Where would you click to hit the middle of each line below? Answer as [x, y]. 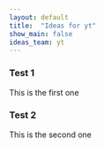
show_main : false [41, 34]
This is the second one [51, 135]
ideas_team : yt [37, 42]
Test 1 [22, 73]
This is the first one [44, 92]
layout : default [39, 17]
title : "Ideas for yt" [53, 26]
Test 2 [23, 115]
